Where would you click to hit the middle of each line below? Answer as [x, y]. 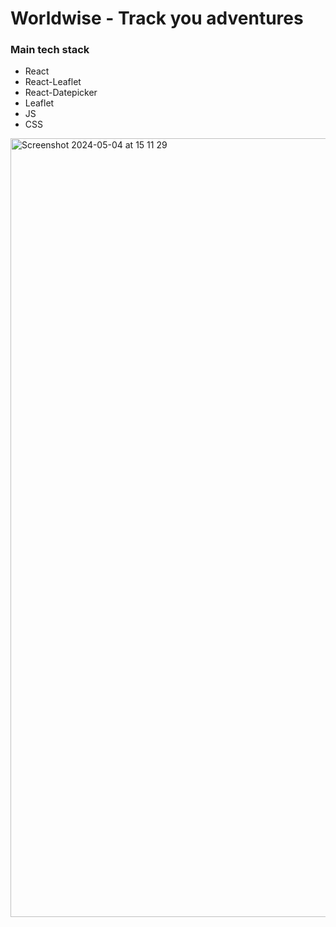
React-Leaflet [53, 82]
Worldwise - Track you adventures [157, 18]
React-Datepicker [61, 93]
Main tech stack [50, 50]
